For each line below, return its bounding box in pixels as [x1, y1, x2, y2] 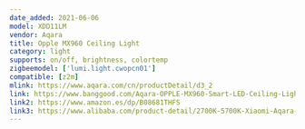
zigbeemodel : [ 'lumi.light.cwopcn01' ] [9, 64, 156, 74]
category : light [9, 47, 71, 56]
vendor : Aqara [9, 30, 64, 39]
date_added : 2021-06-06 [9, 13, 100, 23]
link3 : [9, 106, 34, 115]
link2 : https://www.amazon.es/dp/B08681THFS [9, 97, 181, 107]
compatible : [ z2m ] [9, 73, 79, 82]
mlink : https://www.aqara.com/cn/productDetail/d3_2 [9, 81, 213, 90]
